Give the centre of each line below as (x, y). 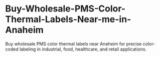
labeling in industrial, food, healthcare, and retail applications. (83, 49)
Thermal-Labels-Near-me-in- (68, 19)
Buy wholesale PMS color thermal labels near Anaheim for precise (73, 43)
